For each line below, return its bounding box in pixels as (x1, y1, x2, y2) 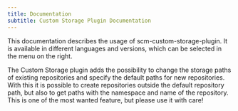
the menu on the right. (7, 51, 73, 60)
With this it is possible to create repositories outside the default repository (7, 80, 224, 89)
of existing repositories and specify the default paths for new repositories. (7, 73, 225, 82)
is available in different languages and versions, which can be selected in (7, 44, 222, 53)
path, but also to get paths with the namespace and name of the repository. (7, 88, 229, 97)
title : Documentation (7, 10, 72, 18)
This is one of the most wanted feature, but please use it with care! (7, 95, 204, 104)
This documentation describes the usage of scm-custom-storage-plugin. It (7, 36, 228, 45)
